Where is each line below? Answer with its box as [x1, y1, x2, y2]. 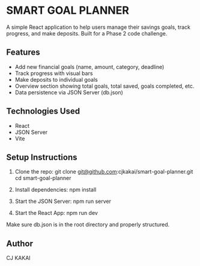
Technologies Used [6, 106, 80, 116]
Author [6, 238, 33, 249]
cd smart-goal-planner [14, 175, 71, 182]
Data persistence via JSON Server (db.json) [14, 88, 123, 96]
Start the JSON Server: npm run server [14, 198, 111, 205]
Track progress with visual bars [14, 70, 93, 77]
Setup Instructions [6, 152, 77, 162]
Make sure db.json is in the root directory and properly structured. [6, 221, 170, 228]
